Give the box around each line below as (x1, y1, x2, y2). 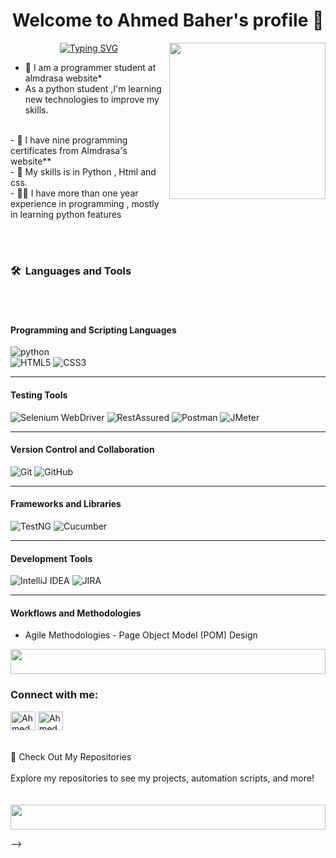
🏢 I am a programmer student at (24, 61, 157, 73)
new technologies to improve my (24, 93, 160, 105)
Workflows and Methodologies (10, 607, 142, 619)
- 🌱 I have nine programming (10, 134, 128, 146)
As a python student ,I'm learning (24, 82, 162, 94)
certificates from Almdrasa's (10, 144, 128, 156)
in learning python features (10, 208, 122, 220)
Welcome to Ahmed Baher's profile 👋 (11, 9, 325, 32)
